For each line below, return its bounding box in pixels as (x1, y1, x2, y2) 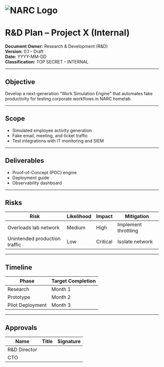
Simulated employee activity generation (12, 127, 92, 133)
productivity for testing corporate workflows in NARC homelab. (5, 96, 132, 102)
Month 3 (51, 302, 71, 308)
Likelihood (66, 213, 92, 220)
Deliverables (5, 157, 44, 165)
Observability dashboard (12, 180, 62, 185)
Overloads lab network (7, 224, 60, 231)
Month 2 (51, 294, 71, 301)
